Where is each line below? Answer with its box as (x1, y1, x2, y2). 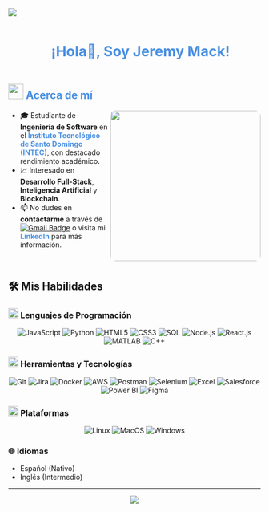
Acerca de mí (25, 88, 94, 103)
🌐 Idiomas (8, 445, 49, 457)
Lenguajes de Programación (19, 310, 132, 321)
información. (19, 240, 62, 250)
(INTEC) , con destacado (19, 148, 101, 157)
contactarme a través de (19, 214, 103, 224)
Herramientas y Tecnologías (19, 359, 133, 370)
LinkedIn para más (19, 231, 82, 241)
